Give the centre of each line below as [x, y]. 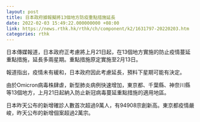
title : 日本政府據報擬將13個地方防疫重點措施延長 [61, 17]
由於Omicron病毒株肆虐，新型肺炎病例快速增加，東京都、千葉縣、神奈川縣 [98, 85]
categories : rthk [28, 34]
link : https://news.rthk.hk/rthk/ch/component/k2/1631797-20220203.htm [98, 29]
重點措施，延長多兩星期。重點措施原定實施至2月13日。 [74, 59]
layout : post [23, 12]
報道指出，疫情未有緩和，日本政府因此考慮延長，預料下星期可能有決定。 [95, 72]
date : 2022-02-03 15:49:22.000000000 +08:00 [63, 23]
